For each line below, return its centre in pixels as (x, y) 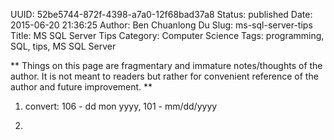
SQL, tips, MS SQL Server (63, 46)
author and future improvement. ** (81, 87)
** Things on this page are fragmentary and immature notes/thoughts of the (166, 65)
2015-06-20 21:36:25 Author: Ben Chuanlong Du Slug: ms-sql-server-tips (161, 25)
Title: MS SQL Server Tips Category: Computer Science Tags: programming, (167, 35)
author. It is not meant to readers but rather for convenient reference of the (164, 76)
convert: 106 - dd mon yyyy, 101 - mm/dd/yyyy (121, 106)
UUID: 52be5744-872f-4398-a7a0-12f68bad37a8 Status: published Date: (161, 14)
